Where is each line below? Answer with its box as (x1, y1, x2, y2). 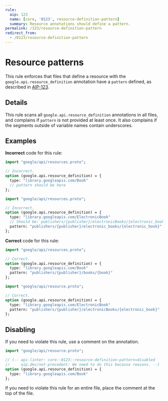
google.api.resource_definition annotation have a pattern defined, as (5, 78, 151, 84)
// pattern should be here (9, 182, 66, 187)
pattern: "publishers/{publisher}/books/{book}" (9, 270, 113, 275)
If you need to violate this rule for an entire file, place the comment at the (5, 385, 155, 391)
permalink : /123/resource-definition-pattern (5, 26, 101, 31)
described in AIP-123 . (5, 83, 49, 90)
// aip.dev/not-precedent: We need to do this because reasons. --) (5, 362, 160, 367)
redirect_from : (5, 30, 37, 35)
